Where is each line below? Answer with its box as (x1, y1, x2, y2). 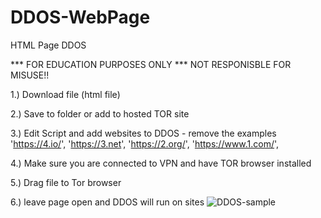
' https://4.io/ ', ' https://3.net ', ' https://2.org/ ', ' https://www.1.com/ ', (10, 137, 280, 150)
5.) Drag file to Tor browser (10, 176, 122, 188)
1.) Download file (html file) (10, 88, 121, 100)
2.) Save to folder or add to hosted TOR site (10, 107, 190, 120)
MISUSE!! (10, 69, 50, 81)
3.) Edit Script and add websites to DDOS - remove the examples (10, 127, 277, 139)
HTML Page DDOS (10, 39, 87, 51)
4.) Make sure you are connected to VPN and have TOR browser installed (10, 157, 312, 169)
